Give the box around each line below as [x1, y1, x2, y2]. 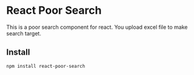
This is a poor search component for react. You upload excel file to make [6, 23, 188, 31]
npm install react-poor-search [6, 63, 85, 69]
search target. [6, 29, 41, 37]
